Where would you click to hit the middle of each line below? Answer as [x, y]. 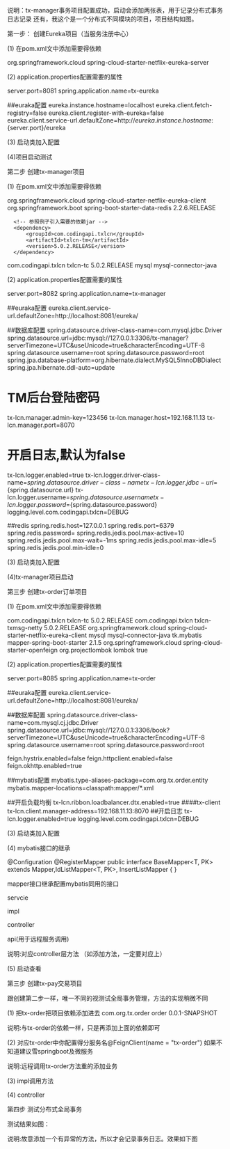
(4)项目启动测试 [30, 157]
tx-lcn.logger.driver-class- [123, 475]
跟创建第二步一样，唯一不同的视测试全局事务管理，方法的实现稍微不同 [108, 998]
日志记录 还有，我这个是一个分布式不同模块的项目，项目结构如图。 [102, 19]
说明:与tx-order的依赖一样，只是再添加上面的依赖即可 [84, 1027]
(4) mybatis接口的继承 [39, 847]
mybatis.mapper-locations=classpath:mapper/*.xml [81, 788]
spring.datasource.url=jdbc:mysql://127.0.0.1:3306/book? [89, 730]
